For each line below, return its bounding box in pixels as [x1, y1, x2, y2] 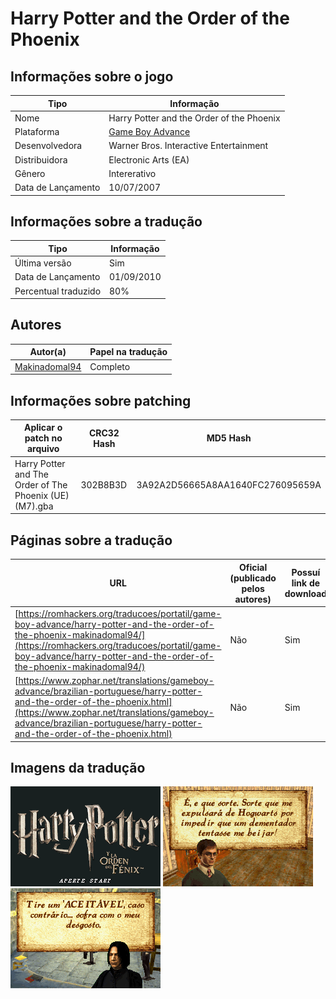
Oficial [239, 561, 268, 573]
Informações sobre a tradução [10, 213, 203, 230]
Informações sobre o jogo [10, 68, 174, 85]
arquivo [26, 443, 60, 455]
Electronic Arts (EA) [108, 153, 190, 166]
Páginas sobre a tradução [10, 532, 173, 549]
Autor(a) [29, 346, 67, 358]
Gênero [14, 167, 46, 179]
